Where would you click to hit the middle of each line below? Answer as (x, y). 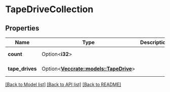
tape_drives (22, 69)
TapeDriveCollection (49, 9)
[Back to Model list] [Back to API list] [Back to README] (63, 84)
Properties (22, 28)
